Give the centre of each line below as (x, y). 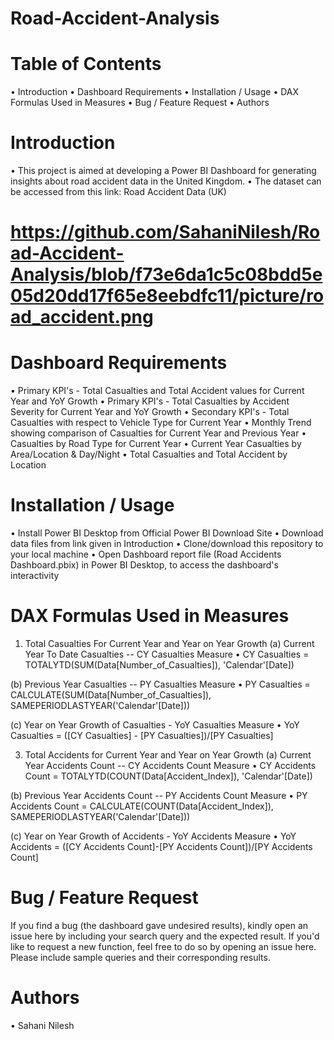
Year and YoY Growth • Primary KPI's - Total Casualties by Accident (150, 401)
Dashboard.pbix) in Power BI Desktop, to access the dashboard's (144, 565)
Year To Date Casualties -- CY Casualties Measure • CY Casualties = (167, 654)
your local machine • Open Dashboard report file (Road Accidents (146, 554)
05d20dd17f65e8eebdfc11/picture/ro (167, 296)
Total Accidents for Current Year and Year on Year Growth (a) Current (168, 755)
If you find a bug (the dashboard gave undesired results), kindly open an (159, 925)
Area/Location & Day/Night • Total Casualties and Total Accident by (149, 454)
